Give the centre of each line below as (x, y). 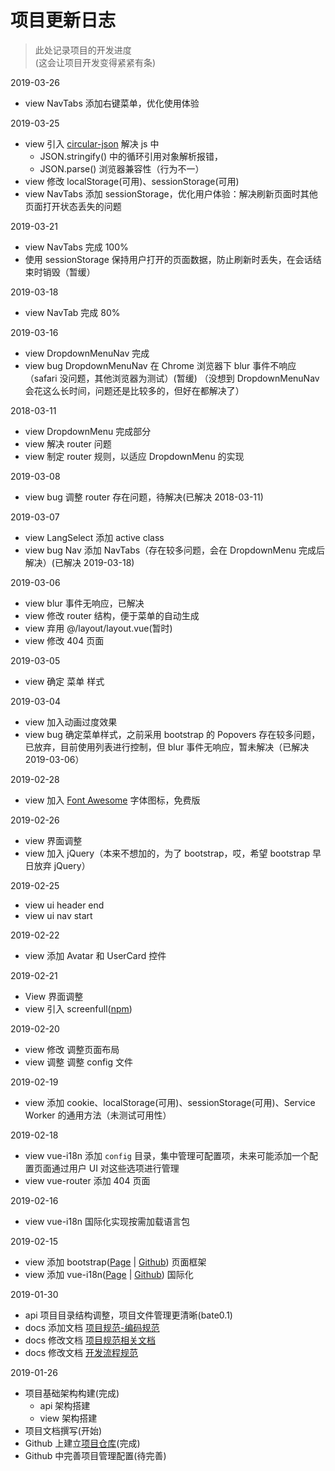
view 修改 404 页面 (64, 640)
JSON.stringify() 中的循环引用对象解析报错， (131, 156)
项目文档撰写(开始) (63, 1430)
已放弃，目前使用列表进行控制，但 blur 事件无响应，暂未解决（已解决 (167, 747)
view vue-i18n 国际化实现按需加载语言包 (107, 1221)
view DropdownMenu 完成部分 (88, 431)
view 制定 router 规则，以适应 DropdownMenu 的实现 (134, 456)
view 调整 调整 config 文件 (78, 1062)
